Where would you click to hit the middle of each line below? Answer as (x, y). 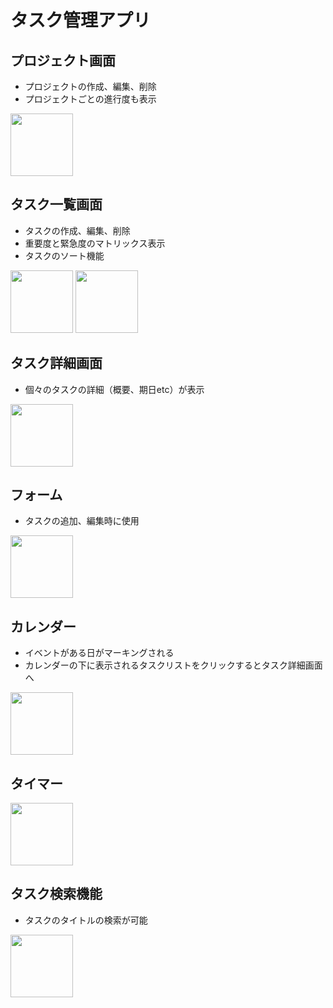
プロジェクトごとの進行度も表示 (90, 99)
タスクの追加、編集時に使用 (82, 521)
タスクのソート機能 (64, 255)
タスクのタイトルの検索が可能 (86, 920)
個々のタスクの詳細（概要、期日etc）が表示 (114, 389)
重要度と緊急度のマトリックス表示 (95, 243)
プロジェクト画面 (63, 60)
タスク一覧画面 (56, 204)
